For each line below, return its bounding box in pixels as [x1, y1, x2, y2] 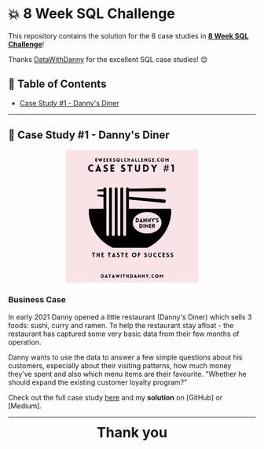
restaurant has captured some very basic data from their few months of [8, 329, 240, 338]
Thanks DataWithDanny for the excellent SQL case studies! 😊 [8, 54, 208, 64]
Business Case [8, 294, 67, 305]
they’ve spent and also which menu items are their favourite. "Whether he [8, 369, 247, 378]
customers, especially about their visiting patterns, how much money [8, 360, 232, 370]
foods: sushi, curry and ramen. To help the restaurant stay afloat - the [8, 320, 234, 330]
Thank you [97, 423, 167, 441]
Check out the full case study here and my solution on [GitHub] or [8, 392, 223, 402]
